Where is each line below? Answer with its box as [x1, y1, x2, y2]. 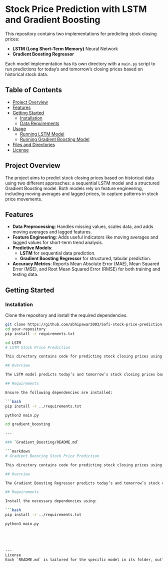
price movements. [5, 196, 42, 202]
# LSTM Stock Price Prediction [5, 345, 70, 350]
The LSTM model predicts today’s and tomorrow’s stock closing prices [5, 372, 155, 377]
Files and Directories [12, 141, 55, 147]
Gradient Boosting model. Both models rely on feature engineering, [5, 185, 143, 191]
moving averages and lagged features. [12, 229, 92, 235]
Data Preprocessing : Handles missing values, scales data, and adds [12, 223, 153, 229]
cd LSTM [5, 340, 21, 345]
